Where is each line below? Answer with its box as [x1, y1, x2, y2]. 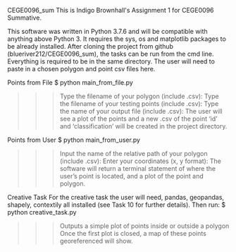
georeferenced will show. [59, 236, 133, 245]
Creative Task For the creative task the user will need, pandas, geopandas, [7, 193, 224, 201]
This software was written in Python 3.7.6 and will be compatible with [7, 28, 208, 35]
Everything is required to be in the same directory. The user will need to [7, 57, 215, 66]
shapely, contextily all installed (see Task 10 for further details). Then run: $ [7, 200, 226, 209]
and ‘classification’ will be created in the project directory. [59, 122, 228, 130]
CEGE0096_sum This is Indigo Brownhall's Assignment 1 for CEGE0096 [7, 6, 214, 14]
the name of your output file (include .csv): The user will [59, 107, 223, 115]
